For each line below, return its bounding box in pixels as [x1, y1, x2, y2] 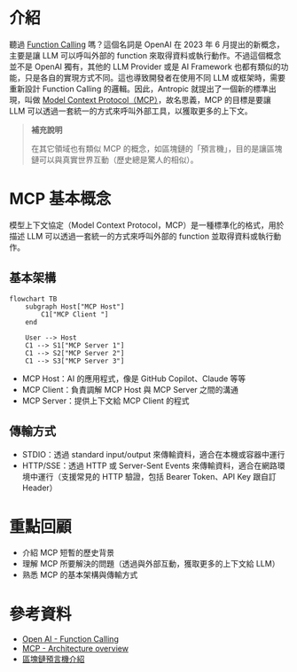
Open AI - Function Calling [21, 634, 120, 645]
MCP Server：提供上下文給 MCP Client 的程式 [21, 395, 190, 406]
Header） [21, 482, 58, 493]
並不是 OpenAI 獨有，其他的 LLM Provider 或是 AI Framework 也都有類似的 [9, 61, 281, 72]
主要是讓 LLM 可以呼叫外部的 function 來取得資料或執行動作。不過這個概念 [9, 50, 282, 60]
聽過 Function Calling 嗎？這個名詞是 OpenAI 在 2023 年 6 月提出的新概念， [9, 39, 285, 50]
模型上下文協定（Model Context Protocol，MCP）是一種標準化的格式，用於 [9, 219, 285, 231]
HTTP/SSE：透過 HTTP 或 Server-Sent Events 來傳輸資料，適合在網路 [21, 460, 277, 471]
